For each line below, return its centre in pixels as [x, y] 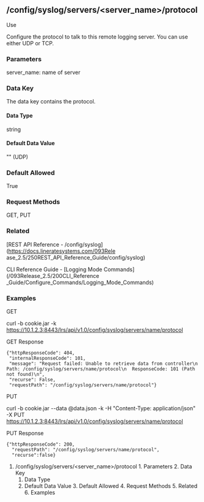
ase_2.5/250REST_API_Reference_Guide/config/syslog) [76, 257]
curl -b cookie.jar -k [31, 323]
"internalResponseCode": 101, [47, 358]
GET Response [25, 342]
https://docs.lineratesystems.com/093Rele [62, 251]
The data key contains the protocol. [51, 102]
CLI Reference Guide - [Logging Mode [54, 269]
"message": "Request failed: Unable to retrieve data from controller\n [104, 364]
